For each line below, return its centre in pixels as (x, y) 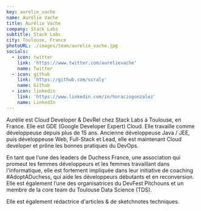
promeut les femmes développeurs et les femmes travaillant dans (88, 164)
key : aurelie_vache (31, 12)
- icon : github (31, 74)
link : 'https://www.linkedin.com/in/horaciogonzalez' (87, 97)
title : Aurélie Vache (34, 23)
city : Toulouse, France (36, 40)
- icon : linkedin (34, 91)
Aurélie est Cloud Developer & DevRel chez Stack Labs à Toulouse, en (94, 120)
